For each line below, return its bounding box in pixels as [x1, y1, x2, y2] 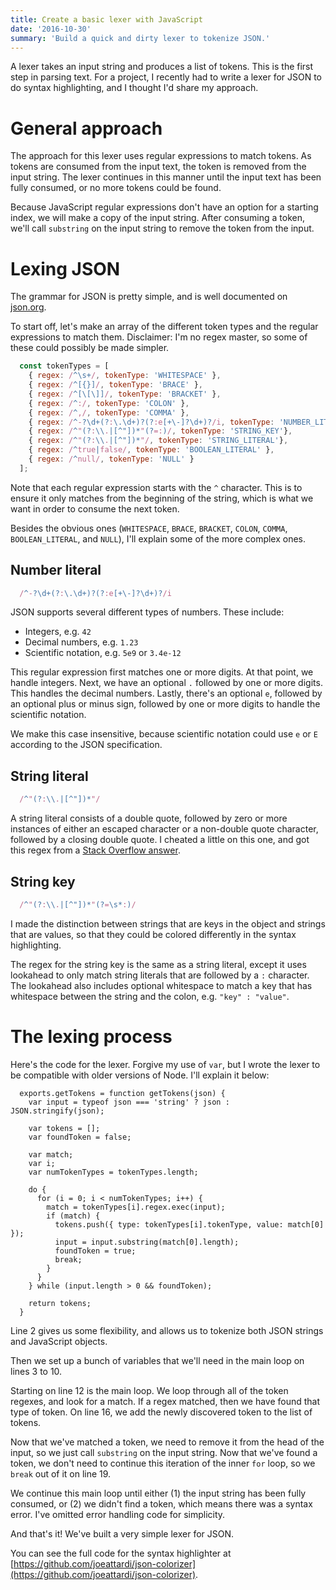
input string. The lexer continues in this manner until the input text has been [10, 171, 322, 183]
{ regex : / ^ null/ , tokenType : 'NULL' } [28, 454, 195, 464]
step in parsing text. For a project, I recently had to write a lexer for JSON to [10, 71, 323, 83]
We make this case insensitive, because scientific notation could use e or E [10, 728, 318, 740]
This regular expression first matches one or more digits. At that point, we [10, 666, 314, 678]
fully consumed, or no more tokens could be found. [10, 182, 222, 194]
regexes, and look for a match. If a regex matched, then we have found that [10, 1395, 321, 1407]
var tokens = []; [28, 1123, 101, 1133]
